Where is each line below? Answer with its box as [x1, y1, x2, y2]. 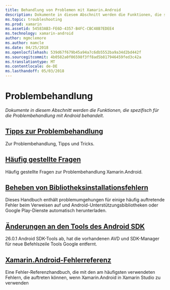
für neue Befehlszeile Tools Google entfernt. [5, 241, 98, 247]
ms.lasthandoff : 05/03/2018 [5, 69, 65, 74]
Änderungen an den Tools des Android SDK [5, 222, 145, 231]
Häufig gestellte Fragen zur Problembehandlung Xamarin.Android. [5, 169, 143, 175]
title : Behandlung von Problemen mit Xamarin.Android [5, 7, 121, 13]
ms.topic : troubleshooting [5, 17, 62, 22]
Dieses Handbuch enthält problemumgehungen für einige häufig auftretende [5, 197, 165, 203]
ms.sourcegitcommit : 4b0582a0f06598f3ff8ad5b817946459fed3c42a [5, 54, 142, 60]
